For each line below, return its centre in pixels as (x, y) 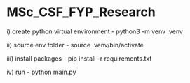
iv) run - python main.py (41, 72)
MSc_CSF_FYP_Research (81, 12)
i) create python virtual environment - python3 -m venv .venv (95, 31)
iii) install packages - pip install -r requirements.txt (79, 58)
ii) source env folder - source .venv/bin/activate (75, 45)
